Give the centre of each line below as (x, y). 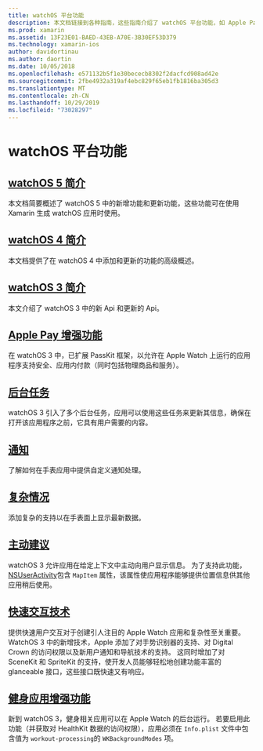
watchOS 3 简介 (47, 288)
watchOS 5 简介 (47, 182)
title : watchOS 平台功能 (46, 15)
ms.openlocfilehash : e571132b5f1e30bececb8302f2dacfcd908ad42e (113, 74)
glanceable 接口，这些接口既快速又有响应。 (78, 671)
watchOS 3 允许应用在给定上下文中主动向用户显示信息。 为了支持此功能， (127, 565)
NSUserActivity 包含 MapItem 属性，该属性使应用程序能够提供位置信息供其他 (129, 574)
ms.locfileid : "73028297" (50, 111)
